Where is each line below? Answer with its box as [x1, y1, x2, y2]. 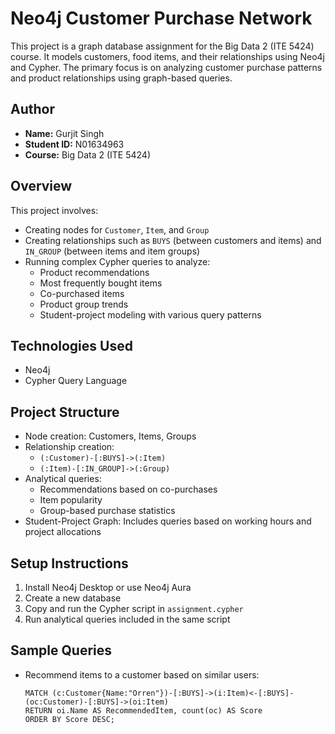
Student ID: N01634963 [24, 138, 125, 150]
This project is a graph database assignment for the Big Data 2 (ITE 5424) [10, 40, 315, 52]
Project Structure [10, 403, 120, 421]
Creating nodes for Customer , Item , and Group [24, 223, 210, 236]
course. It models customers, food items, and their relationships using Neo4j [10, 50, 326, 62]
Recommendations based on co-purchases [39, 483, 218, 496]
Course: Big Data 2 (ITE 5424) [24, 148, 151, 161]
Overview [10, 178, 73, 195]
